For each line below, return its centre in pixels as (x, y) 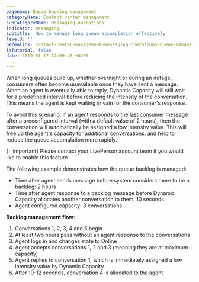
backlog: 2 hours (35, 187)
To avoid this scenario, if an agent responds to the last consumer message (97, 114)
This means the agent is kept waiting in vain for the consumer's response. (96, 103)
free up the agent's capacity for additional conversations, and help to (90, 133)
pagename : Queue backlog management (51, 12)
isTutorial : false (29, 50)
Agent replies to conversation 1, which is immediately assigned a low (98, 260)
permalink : (20, 45)
